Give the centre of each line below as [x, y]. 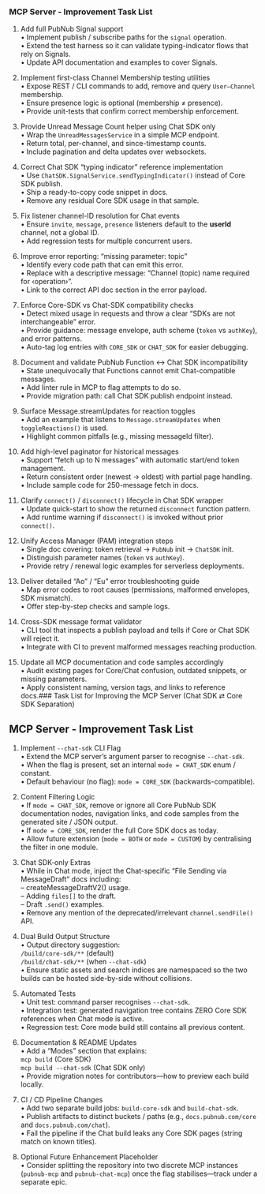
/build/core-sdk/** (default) [67, 953]
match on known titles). [58, 1142]
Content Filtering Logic [58, 797]
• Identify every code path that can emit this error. [102, 265]
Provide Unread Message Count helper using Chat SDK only [118, 127]
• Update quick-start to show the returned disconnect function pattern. [136, 509]
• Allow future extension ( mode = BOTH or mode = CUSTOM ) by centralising [136, 839]
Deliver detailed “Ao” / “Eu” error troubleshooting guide [110, 582]
